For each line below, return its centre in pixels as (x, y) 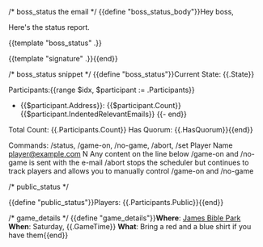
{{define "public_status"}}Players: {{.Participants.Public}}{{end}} (116, 202)
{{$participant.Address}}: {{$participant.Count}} (101, 105)
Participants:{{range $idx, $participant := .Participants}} (102, 90)
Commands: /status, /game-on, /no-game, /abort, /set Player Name (121, 145)
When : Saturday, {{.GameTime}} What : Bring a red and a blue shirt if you (130, 226)
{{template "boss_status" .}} (55, 43)
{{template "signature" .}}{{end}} (64, 59)
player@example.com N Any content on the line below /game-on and (123, 154)
